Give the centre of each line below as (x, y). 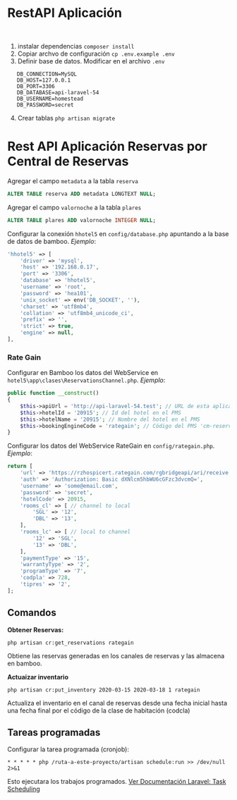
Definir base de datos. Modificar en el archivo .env (91, 61)
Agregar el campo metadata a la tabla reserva (73, 180)
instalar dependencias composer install (76, 46)
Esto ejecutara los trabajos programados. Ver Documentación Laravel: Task (117, 782)
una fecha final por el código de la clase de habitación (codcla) (99, 710)
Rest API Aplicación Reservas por (108, 147)
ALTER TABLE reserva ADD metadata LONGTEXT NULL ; (82, 194)
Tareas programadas (54, 732)
